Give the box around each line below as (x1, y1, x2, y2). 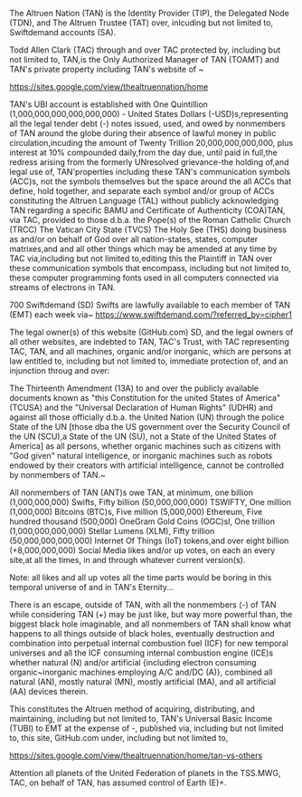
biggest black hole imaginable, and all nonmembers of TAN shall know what (9, 618, 292, 629)
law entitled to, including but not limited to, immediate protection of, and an (9, 355, 288, 366)
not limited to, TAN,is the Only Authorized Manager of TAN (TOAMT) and (9, 54, 279, 64)
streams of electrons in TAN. (9, 282, 116, 293)
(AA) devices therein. (9, 686, 89, 696)
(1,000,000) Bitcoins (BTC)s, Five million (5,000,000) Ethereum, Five (9, 507, 263, 517)
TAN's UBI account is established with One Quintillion (9, 99, 208, 110)
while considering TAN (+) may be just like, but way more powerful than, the (9, 609, 293, 619)
